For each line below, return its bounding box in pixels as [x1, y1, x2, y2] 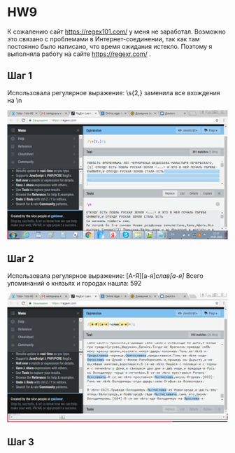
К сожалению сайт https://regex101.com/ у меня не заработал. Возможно [7, 27, 226, 36]
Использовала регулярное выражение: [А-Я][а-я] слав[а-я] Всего [7, 271, 204, 280]
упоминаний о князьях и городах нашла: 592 [7, 279, 142, 287]
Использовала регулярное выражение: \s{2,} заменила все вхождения [7, 88, 220, 97]
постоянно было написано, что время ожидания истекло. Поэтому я [7, 42, 213, 50]
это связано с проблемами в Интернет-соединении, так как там [7, 34, 201, 43]
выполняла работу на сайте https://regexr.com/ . [7, 50, 152, 58]
